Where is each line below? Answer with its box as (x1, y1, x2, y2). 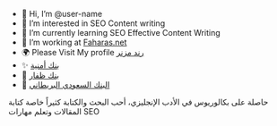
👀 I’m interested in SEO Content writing (21, 18, 166, 29)
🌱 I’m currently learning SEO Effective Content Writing (21, 28, 221, 38)
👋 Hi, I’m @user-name (21, 9, 103, 19)
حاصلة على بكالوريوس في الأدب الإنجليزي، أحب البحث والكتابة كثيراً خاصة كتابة (8, 97, 269, 107)
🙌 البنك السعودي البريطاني (21, 80, 110, 89)
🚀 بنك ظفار (21, 70, 60, 80)
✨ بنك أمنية (21, 60, 60, 71)
